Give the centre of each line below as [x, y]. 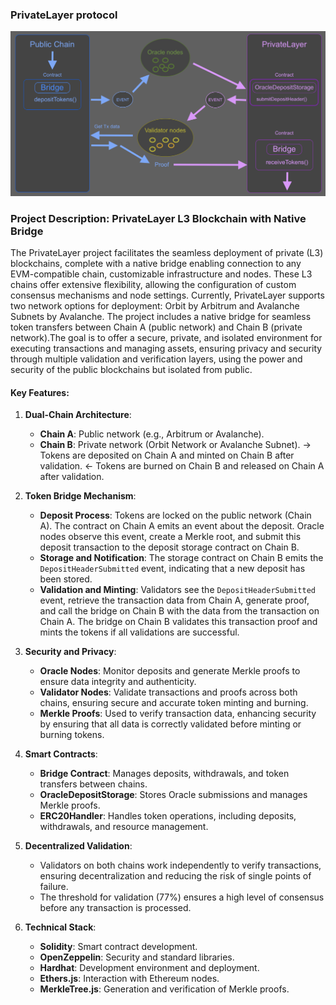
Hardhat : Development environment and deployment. [149, 968]
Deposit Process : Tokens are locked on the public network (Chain [175, 515]
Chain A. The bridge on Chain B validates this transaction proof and [178, 622]
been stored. [66, 579]
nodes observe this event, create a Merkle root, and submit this [170, 537]
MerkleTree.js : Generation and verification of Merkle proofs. [164, 989]
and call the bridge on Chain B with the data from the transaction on [179, 611]
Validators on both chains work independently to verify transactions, [180, 865]
